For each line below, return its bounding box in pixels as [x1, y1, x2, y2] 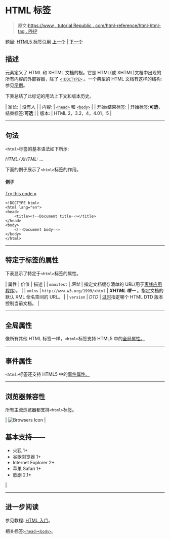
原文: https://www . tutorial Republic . [17, 22, 95, 28]
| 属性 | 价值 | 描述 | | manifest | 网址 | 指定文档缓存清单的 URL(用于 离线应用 [5, 281, 162, 287]
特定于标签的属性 [5, 256, 59, 264]
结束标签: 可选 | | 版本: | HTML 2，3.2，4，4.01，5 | [5, 110, 112, 116]
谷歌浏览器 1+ [12, 454, 41, 460]
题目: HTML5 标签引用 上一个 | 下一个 [5, 39, 83, 45]
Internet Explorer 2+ [12, 459, 55, 465]
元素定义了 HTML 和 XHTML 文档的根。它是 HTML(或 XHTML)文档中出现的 [5, 69, 161, 75]
